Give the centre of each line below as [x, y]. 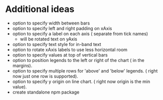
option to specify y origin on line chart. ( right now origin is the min [81, 81]
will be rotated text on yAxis [49, 39]
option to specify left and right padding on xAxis [62, 28]
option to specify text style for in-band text [57, 44]
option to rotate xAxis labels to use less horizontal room [70, 49]
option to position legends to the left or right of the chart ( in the [78, 60]
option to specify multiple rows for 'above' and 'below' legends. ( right [85, 70]
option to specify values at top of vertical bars [60, 55]
